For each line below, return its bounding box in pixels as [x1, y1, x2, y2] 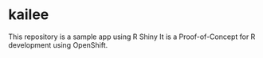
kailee [8, 6, 49, 24]
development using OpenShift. [8, 40, 108, 49]
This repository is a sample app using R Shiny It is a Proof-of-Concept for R [8, 32, 256, 41]
